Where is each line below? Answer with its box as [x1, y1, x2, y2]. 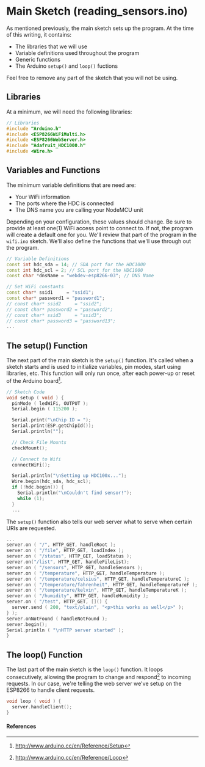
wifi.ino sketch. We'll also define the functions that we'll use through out [6, 237, 191, 245]
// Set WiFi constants [6, 284, 64, 290]
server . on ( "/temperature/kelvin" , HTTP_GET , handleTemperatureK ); [6, 587, 187, 594]
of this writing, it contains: [6, 31, 72, 38]
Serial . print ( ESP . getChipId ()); [12, 423, 95, 429]
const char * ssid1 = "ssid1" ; [6, 289, 95, 296]
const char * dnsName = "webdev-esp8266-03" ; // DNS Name [6, 273, 154, 279]
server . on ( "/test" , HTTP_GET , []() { [6, 598, 108, 605]
